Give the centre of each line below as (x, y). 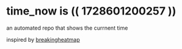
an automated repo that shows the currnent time (67, 28)
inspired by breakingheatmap (43, 39)
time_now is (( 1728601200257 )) (91, 11)
